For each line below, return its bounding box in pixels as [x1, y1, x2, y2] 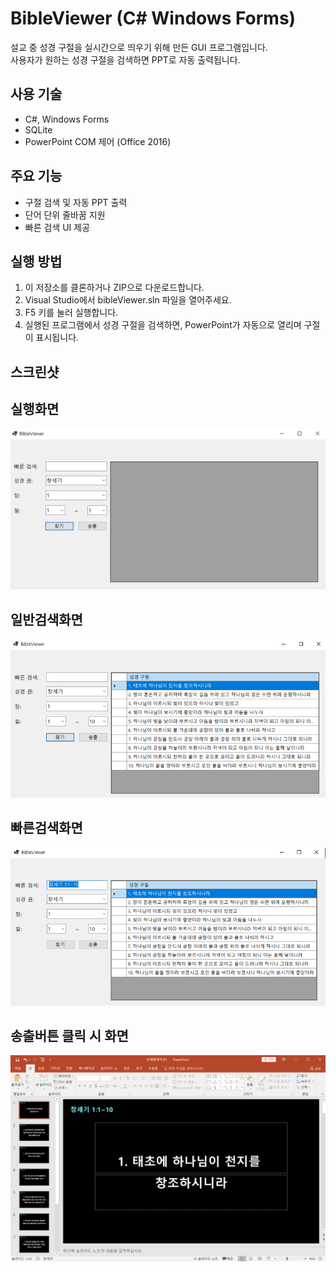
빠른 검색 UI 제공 [24, 221, 91, 233]
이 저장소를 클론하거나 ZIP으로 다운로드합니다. [24, 282, 205, 294]
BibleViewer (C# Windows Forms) [10, 7, 297, 30]
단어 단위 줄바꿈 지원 [24, 208, 106, 221]
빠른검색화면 [10, 820, 83, 837]
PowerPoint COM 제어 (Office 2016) [24, 135, 172, 147]
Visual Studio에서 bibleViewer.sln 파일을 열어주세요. [24, 294, 232, 306]
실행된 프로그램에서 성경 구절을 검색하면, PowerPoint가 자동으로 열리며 [24, 319, 302, 331]
